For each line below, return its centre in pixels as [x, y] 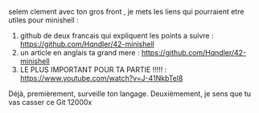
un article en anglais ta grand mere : [80, 52]
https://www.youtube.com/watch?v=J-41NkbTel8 [101, 78]
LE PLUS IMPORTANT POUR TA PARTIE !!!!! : [93, 70]
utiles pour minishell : [43, 20]
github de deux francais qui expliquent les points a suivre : [117, 36]
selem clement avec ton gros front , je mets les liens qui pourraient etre [126, 12]
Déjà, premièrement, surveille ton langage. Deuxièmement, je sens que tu [130, 94]
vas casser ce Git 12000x [50, 102]
